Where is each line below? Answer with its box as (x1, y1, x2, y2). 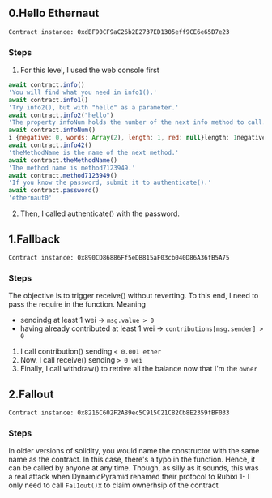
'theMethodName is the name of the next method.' (8, 148, 180, 157)
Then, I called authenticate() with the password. (19, 208, 181, 218)
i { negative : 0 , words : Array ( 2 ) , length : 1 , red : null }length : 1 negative (8, 134, 266, 142)
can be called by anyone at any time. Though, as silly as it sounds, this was (8, 463, 259, 473)
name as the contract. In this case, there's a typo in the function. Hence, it (8, 454, 256, 465)
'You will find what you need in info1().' (8, 88, 158, 97)
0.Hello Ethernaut (8, 6, 100, 20)
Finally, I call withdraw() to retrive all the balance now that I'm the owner (19, 364, 257, 374)
